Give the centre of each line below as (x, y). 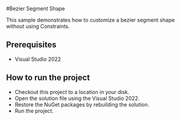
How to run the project (48, 78)
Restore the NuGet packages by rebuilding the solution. (82, 104)
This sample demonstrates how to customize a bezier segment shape (90, 20)
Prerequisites (31, 45)
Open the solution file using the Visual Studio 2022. (77, 98)
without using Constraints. (38, 26)
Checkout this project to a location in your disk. (72, 92)
